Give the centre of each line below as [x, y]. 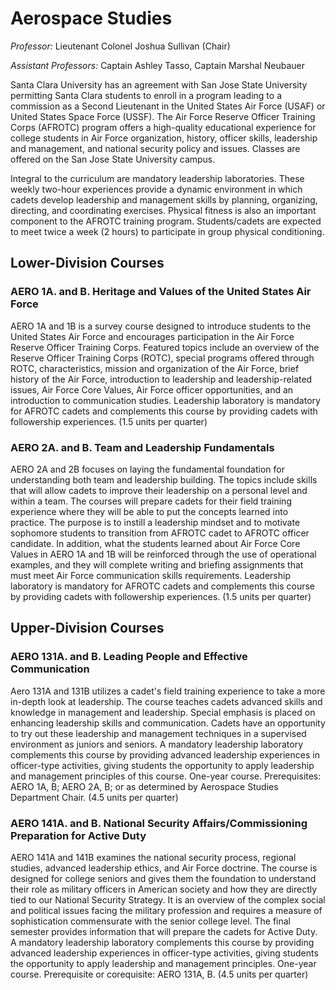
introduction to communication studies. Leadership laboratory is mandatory [165, 400]
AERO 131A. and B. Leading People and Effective [129, 657]
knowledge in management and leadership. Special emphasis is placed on [163, 712]
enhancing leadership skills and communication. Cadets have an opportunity [168, 723]
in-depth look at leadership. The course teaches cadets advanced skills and [166, 701]
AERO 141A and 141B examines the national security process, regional [153, 857]
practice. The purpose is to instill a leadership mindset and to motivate [155, 522]
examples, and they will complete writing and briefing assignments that [157, 564]
